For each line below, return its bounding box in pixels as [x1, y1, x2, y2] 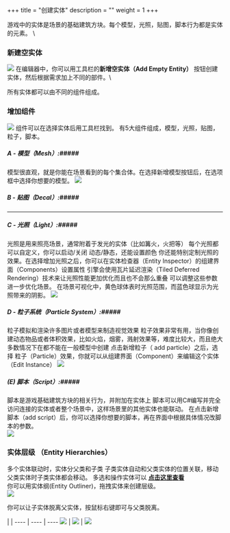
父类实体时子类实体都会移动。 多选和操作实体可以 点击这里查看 [7, 473, 185, 482]
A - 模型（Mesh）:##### [7, 150, 79, 158]
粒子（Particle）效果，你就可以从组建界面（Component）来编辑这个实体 [14, 352, 219, 360]
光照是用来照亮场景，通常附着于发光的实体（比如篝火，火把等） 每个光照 [7, 239, 213, 248]
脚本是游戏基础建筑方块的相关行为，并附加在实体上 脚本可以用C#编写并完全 [7, 396, 221, 405]
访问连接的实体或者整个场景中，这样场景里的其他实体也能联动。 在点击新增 [7, 405, 219, 413]
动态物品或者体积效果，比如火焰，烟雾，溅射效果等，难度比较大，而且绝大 [12, 335, 223, 343]
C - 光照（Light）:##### [7, 221, 78, 229]
